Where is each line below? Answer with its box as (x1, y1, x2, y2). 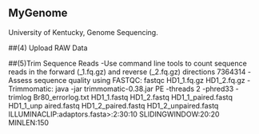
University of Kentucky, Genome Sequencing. (8, 27, 158, 37)
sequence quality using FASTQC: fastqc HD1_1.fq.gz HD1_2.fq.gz (34, 75, 245, 85)
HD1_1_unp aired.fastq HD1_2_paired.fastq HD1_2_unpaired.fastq (8, 100, 219, 110)
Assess (8, 75, 33, 85)
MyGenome (8, 6, 68, 20)
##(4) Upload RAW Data (8, 43, 88, 53)
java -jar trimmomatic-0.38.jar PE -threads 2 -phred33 (55, 84, 234, 93)
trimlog (8, 92, 32, 102)
